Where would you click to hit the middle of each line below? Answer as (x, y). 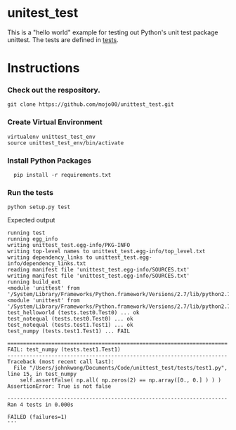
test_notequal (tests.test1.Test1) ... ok (70, 325)
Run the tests (31, 192)
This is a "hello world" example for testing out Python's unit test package (113, 32)
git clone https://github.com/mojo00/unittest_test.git (91, 105)
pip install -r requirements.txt (63, 175)
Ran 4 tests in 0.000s (40, 405)
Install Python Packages (50, 161)
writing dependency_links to (50, 257)
